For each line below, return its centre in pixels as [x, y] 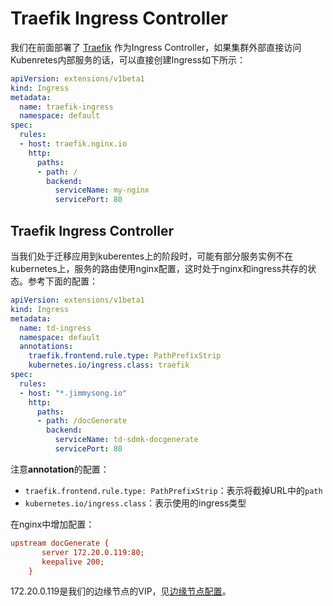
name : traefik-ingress [66, 107]
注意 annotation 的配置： [60, 469]
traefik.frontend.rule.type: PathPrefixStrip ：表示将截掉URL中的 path [173, 490]
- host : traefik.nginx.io [73, 144]
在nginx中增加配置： [52, 524]
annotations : [46, 347]
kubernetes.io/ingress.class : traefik [109, 365]
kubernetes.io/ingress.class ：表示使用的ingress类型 [135, 503]
